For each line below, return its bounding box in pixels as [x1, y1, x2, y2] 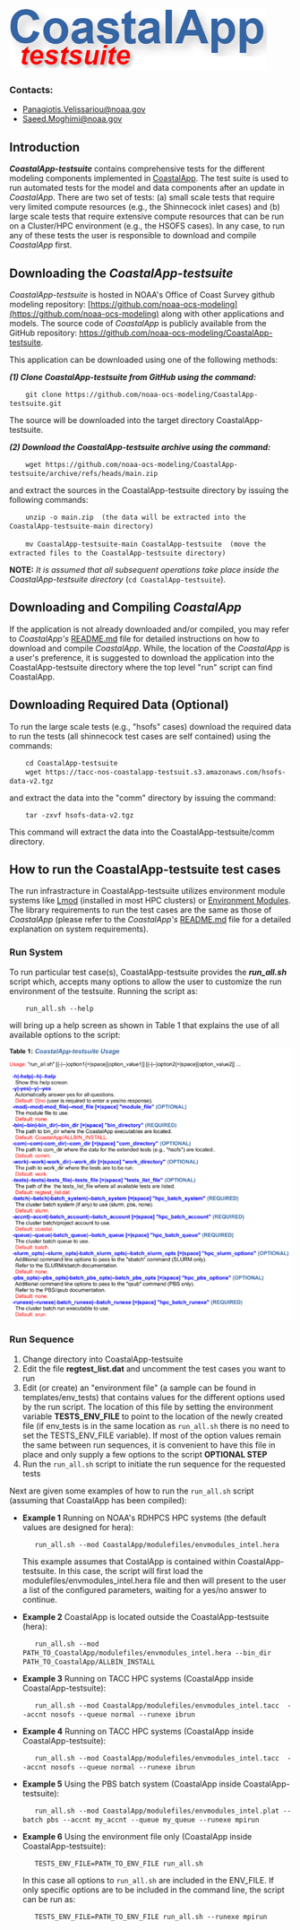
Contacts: [9, 83, 54, 96]
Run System [9, 946, 64, 958]
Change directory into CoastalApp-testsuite [21, 1354, 184, 1364]
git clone [25, 390, 63, 399]
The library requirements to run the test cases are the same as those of [9, 904, 272, 915]
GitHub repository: [9, 327, 78, 338]
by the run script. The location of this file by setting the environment [21, 1401, 274, 1412]
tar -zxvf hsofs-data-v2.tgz [25, 810, 134, 819]
